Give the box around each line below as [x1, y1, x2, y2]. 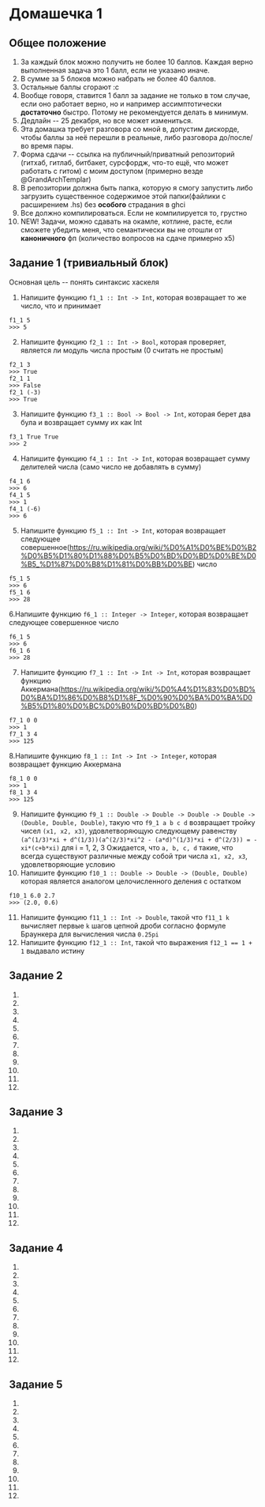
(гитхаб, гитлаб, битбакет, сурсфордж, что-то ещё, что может [20, 158, 230, 167]
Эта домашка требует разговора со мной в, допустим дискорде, [20, 124, 240, 134]
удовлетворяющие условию [20, 859, 116, 869]
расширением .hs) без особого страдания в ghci [20, 200, 186, 209]
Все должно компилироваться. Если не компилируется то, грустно [20, 209, 248, 217]
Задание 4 [9, 1241, 64, 1255]
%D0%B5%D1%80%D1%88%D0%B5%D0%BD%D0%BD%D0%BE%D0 [20, 551, 257, 560]
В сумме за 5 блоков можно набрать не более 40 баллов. [20, 74, 216, 83]
